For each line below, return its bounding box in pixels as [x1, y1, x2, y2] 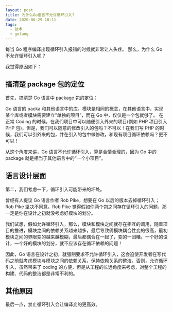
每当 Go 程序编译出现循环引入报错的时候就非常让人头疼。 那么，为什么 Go [5, 46, 163, 52]
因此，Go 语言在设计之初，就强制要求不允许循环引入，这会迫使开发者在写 [5, 251, 162, 257]
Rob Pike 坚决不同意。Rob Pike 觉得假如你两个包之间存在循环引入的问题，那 [5, 204, 167, 210]
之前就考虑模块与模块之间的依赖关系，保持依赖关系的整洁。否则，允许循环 [9, 258, 168, 264]
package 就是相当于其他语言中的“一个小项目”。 [5, 155, 106, 161]
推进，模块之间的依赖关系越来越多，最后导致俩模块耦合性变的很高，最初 [14, 227, 168, 233]
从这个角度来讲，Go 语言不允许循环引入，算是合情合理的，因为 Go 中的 [5, 149, 157, 155]
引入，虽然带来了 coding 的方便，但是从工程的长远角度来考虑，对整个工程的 [5, 264, 167, 270]
